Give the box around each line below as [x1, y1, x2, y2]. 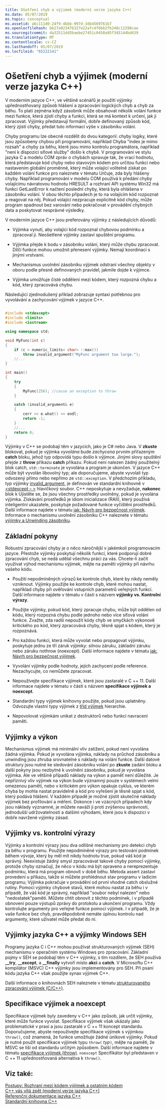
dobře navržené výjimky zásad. [5, 815, 69, 821]
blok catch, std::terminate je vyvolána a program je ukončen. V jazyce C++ [5, 464, 161, 470]
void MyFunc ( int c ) [5, 338, 46, 343]
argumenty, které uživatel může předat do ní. [5, 916, 97, 922]
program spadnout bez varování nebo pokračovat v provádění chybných [5, 202, 153, 208]
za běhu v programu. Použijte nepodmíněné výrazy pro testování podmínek [5, 847, 159, 853]
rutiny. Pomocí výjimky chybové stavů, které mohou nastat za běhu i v [5, 884, 148, 890]
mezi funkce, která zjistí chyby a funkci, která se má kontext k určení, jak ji [5, 113, 157, 119]
